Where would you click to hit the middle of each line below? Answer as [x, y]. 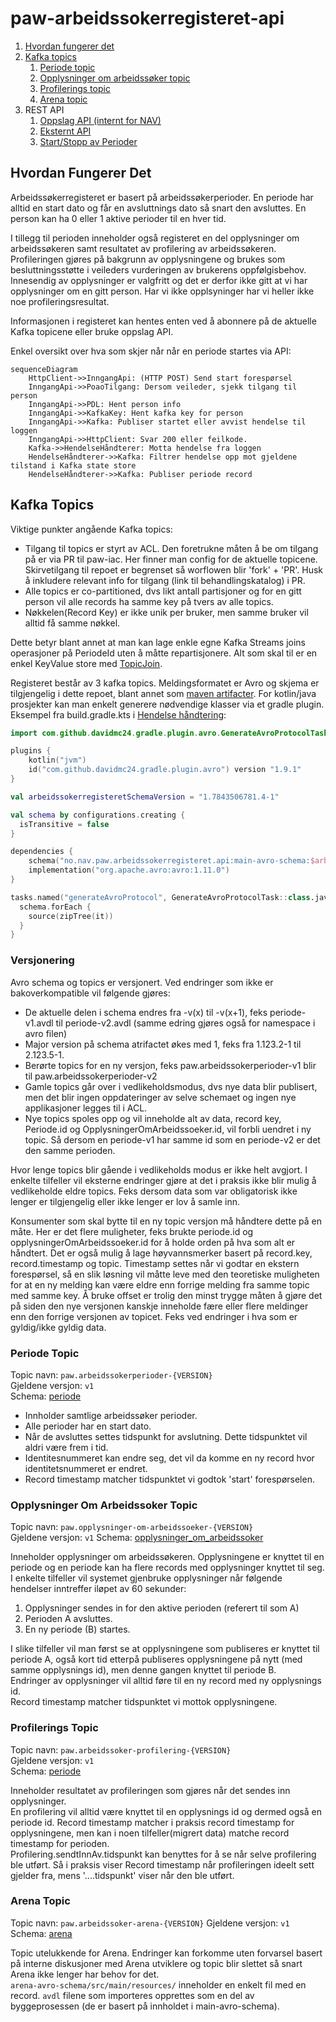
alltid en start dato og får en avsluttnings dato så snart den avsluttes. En [158, 208]
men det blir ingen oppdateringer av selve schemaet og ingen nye [160, 1097]
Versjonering [42, 960]
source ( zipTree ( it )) [71, 916]
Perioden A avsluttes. [68, 1619]
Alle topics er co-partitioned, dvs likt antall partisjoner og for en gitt [163, 591]
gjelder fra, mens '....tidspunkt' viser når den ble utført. [122, 1875]
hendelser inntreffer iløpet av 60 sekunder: [98, 1589]
